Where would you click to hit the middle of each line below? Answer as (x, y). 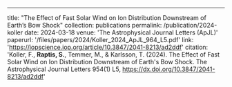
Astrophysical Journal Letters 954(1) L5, (64, 69)
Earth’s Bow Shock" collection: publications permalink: (85, 25)
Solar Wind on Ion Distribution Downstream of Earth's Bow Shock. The (107, 62)
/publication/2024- (190, 25)
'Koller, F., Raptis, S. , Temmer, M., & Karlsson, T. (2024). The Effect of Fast (113, 55)
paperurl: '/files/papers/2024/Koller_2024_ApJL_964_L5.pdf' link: (100, 40)
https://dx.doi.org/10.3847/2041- (168, 69)
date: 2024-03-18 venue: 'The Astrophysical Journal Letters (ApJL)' (121, 32)
